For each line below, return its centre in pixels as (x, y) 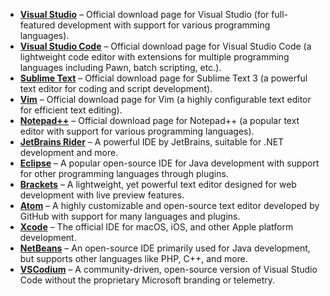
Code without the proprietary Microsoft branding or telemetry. (147, 280)
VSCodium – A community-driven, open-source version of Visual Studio (168, 269)
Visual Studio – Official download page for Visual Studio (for (144, 14)
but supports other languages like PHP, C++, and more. (133, 258)
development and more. (69, 152)
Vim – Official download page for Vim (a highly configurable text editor (165, 99)
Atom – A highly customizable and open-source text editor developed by (169, 205)
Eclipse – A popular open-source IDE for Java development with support (169, 163)
